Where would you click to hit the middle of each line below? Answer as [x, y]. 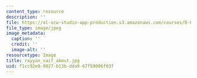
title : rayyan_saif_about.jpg [43, 60]
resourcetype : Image [31, 55]
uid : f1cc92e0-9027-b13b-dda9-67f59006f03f [60, 66]
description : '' [26, 17]
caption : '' [26, 39]
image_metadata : [26, 33]
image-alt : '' [28, 50]
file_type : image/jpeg [34, 28]
